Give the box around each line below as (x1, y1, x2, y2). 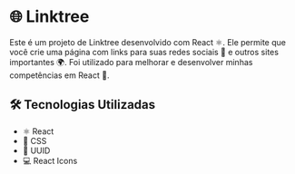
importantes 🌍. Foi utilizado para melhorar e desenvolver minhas (9, 56, 253, 67)
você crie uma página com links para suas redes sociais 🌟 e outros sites (9, 46, 280, 57)
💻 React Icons (22, 155, 78, 166)
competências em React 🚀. (9, 70, 110, 81)
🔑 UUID (22, 145, 51, 156)
